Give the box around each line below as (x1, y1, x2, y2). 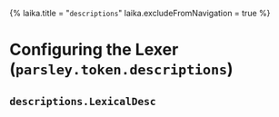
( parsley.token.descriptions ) (9, 59, 234, 80)
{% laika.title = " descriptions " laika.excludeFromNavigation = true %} (9, 8, 271, 18)
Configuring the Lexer (9, 40, 179, 60)
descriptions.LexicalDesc (9, 94, 156, 108)
